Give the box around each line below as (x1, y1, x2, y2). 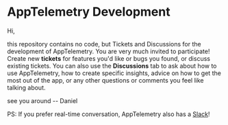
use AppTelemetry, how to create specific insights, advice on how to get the (7, 69, 221, 77)
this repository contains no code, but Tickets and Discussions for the (7, 40, 201, 48)
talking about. (7, 83, 46, 92)
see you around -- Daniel (7, 96, 78, 105)
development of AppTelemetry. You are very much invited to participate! (7, 47, 210, 55)
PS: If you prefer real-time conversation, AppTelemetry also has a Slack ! (7, 110, 210, 118)
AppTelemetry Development (7, 4, 170, 20)
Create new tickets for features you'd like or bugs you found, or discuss (7, 54, 211, 62)
